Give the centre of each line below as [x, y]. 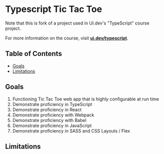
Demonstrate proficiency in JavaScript [52, 125]
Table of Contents [34, 54]
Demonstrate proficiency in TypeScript [52, 104]
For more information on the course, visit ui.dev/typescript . [67, 38]
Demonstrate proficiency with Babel [49, 120]
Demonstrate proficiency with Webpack [53, 115]
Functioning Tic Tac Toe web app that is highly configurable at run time [85, 99]
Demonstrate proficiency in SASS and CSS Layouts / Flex [71, 130]
